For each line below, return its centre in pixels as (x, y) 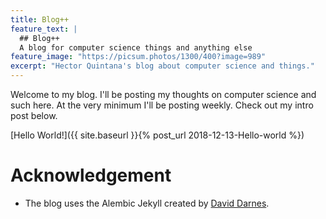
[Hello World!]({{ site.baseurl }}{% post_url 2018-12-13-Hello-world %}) (157, 135)
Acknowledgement (91, 175)
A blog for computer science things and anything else (136, 47)
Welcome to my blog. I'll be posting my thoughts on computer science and (163, 94)
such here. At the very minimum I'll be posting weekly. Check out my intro (162, 105)
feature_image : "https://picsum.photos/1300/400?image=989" (138, 57)
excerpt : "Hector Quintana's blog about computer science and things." (162, 66)
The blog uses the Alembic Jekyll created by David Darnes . (147, 203)
